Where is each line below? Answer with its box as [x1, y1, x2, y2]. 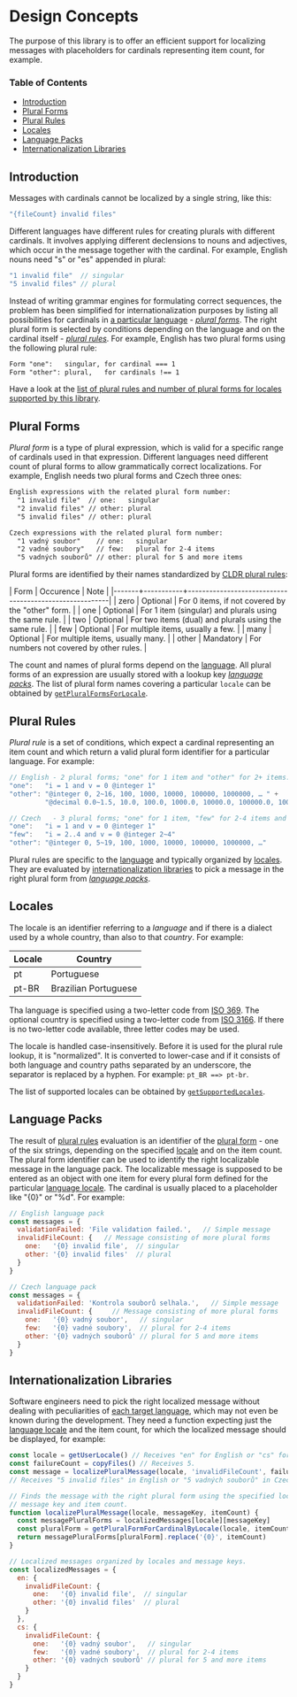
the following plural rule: [9, 343, 97, 353]
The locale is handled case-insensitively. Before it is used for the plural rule [9, 1040, 283, 1051]
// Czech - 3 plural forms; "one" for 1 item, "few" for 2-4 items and [9, 814, 287, 822]
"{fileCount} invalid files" [9, 210, 117, 219]
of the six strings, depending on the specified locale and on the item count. [9, 1145, 283, 1155]
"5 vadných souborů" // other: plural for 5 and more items [17, 553, 243, 562]
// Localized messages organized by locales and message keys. [9, 1556, 247, 1566]
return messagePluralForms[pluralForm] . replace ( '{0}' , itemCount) [17, 1533, 267, 1542]
